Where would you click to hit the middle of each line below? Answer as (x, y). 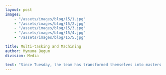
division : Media (22, 56)
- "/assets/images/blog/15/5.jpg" (50, 38)
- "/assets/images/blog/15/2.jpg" (50, 24)
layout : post (19, 10)
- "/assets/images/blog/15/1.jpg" (50, 19)
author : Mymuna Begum (28, 51)
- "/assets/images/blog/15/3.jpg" (50, 28)
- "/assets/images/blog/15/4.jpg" (50, 33)
